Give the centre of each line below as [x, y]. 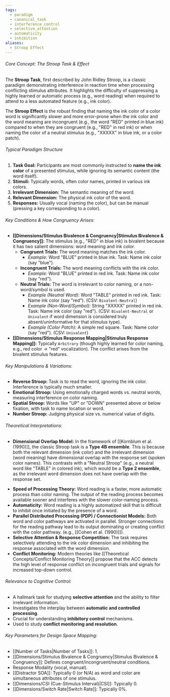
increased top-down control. [42, 570]
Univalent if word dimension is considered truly [77, 317]
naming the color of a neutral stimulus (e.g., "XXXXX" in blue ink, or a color [84, 132]
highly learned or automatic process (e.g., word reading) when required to [83, 96]
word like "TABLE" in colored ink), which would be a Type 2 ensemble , [87, 468]
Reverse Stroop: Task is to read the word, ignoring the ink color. [80, 381]
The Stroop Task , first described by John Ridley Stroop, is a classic [76, 80]
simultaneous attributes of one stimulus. [55, 678]
